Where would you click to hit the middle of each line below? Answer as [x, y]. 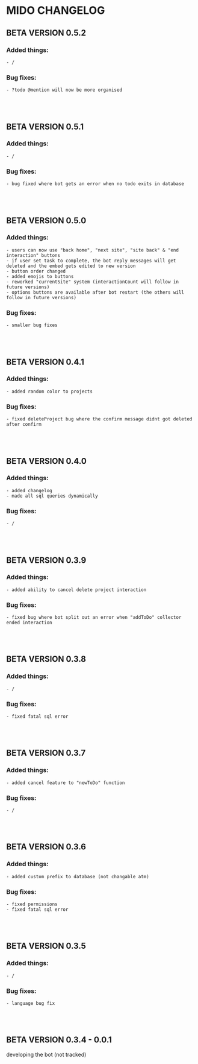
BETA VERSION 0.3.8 [46, 659]
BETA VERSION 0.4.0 [47, 461]
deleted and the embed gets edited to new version [71, 266]
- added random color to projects [50, 391]
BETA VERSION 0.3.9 [46, 560]
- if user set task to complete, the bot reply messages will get [91, 261]
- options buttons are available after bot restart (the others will [95, 292]
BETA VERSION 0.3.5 [46, 946]
